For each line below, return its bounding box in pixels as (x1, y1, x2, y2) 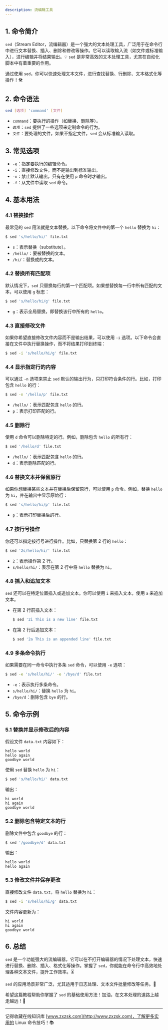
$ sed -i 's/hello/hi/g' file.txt (5, 351, 77, 356)
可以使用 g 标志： (13, 288, 50, 294)
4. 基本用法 (5, 196, 39, 204)
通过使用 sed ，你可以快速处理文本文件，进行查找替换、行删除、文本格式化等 (5, 71, 162, 77)
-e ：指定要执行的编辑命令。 (12, 161, 70, 167)
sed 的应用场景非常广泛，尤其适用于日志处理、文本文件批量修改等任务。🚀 (5, 981, 156, 987)
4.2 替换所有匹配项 (5, 270, 51, 277)
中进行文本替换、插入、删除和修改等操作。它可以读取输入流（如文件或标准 (5, 48, 158, 54)
